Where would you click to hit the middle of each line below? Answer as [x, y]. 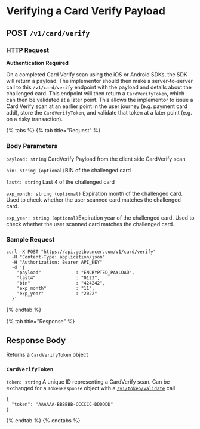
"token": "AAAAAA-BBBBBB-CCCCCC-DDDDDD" [62, 404]
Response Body [36, 340]
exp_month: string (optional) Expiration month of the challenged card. [95, 194]
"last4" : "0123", [59, 278]
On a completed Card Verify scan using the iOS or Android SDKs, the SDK [97, 74]
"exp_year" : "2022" [57, 294]
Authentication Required [37, 63]
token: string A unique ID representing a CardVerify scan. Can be [88, 382]
